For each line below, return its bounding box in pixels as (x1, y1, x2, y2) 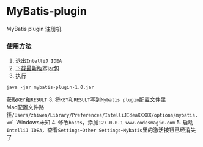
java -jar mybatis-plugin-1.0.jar (6, 84, 95, 91)
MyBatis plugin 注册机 (6, 25, 62, 32)
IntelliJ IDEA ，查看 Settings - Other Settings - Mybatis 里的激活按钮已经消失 (6, 126, 196, 134)
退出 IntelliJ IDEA (15, 57, 62, 65)
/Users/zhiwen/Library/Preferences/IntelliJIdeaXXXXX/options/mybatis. (12, 112, 198, 118)
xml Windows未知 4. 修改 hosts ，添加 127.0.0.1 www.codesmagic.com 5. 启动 (6, 119, 194, 126)
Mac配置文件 (6, 104, 39, 111)
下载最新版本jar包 (15, 65, 60, 72)
